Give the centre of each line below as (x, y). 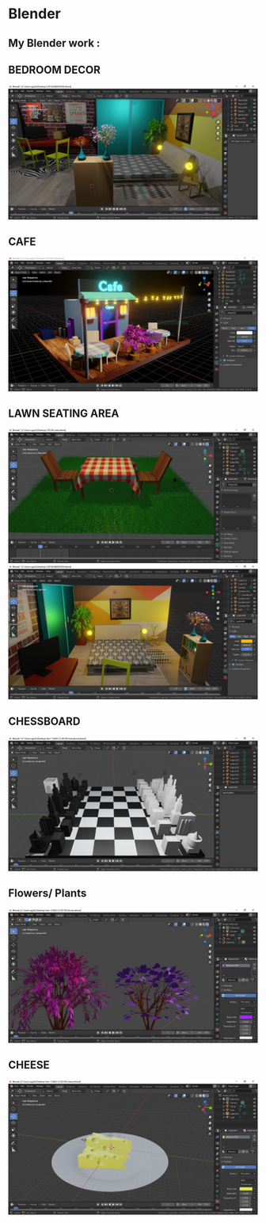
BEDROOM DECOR (54, 69)
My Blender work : (54, 43)
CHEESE (29, 1065)
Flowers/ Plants (47, 893)
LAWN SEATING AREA (64, 413)
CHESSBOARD (44, 722)
